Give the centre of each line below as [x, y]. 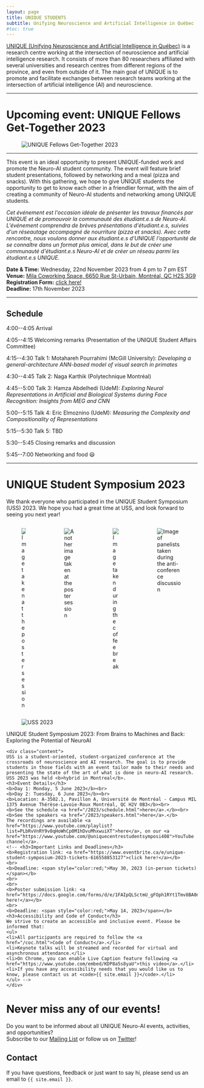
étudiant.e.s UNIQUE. [33, 258]
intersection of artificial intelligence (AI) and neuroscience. [80, 85]
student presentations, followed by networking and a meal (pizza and [93, 175]
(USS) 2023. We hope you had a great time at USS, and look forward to [95, 508]
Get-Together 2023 [56, 128]
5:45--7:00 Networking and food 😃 [51, 454]
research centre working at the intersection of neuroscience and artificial [98, 53]
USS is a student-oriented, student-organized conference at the [90, 757]
